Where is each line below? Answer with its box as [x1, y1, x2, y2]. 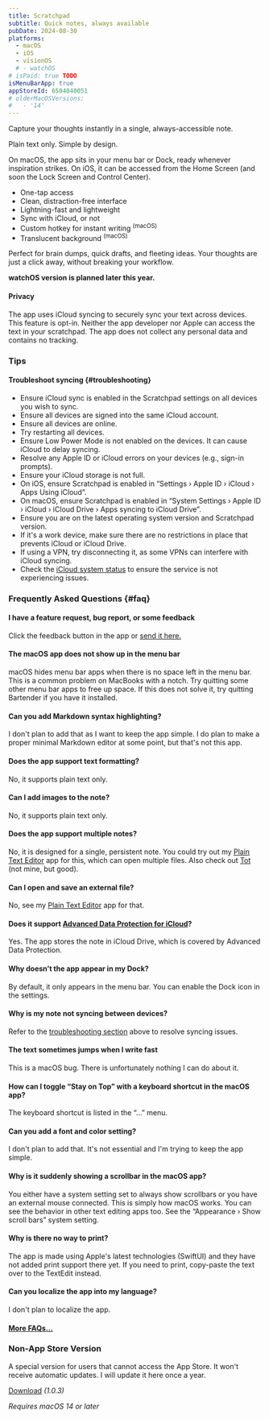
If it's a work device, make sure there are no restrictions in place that [19, 529, 248, 540]
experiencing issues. [19, 573, 89, 583]
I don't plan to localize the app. [8, 1305, 111, 1314]
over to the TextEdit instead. [8, 1268, 102, 1278]
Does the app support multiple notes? [8, 829, 138, 839]
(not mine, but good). [8, 864, 79, 873]
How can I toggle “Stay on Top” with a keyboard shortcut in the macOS [8, 1081, 250, 1091]
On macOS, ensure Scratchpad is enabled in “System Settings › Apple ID [19, 496, 262, 505]
